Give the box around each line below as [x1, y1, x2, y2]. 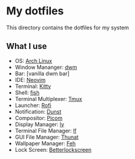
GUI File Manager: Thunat [14, 133, 79, 140]
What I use [6, 41, 47, 51]
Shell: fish [14, 88, 40, 96]
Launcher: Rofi [14, 102, 52, 109]
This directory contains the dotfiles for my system [6, 24, 129, 31]
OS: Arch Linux [14, 57, 52, 64]
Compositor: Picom [14, 114, 63, 121]
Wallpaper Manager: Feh [14, 139, 76, 147]
